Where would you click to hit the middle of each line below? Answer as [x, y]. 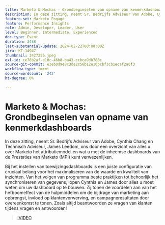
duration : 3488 [21, 42]
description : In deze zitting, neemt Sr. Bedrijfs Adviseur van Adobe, [80, 14]
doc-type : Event [22, 37]
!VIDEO [24, 218]
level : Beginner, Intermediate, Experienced [51, 32]
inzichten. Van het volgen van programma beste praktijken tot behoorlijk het [82, 177]
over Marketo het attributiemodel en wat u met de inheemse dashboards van [82, 152]
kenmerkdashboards [48, 127]
